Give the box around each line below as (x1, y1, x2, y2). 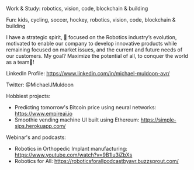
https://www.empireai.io (14, 110, 73, 117)
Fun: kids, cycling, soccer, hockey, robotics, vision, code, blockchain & (6, 16, 176, 23)
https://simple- (140, 116, 176, 123)
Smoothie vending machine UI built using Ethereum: (14, 116, 140, 123)
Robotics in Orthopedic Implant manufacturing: (14, 145, 127, 152)
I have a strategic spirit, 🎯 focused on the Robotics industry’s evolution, (6, 34, 177, 40)
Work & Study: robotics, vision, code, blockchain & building (6, 5, 148, 12)
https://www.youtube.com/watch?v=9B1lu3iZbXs (14, 151, 133, 158)
